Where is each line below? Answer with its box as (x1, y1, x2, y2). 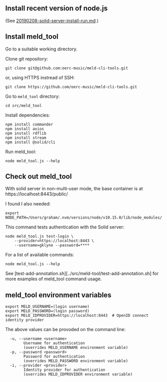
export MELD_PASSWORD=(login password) (5, 309, 90, 314)
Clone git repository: (5, 55, 48, 62)
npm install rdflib (5, 131, 47, 136)
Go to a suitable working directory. (5, 46, 78, 52)
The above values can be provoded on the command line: (5, 327, 126, 333)
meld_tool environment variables (5, 290, 112, 299)
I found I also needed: (5, 201, 51, 207)
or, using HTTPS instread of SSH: (5, 74, 75, 80)
